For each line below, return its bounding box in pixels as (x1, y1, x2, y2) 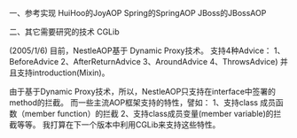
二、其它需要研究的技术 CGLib (9, 27, 120, 37)
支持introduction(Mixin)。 (16, 67, 110, 78)
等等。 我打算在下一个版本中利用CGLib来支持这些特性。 (16, 119, 221, 130)
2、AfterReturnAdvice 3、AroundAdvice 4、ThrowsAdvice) (60, 57, 278, 66)
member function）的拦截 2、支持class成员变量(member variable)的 (24, 109, 274, 119)
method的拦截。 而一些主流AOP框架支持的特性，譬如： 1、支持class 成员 (9, 97, 277, 108)
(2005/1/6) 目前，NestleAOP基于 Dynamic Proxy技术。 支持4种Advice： (9, 45, 272, 56)
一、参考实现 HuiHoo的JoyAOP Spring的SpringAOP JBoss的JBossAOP (9, 8, 267, 18)
